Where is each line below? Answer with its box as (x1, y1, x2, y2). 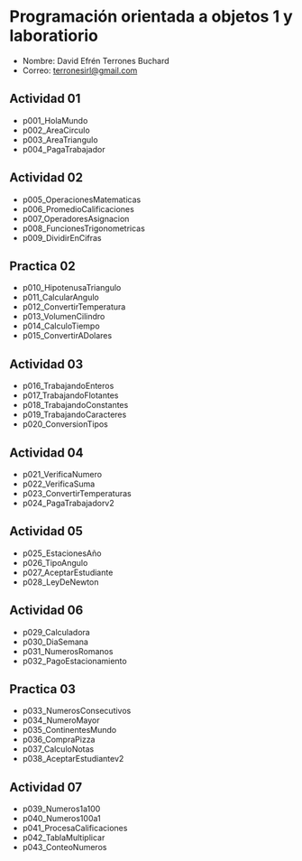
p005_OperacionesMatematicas (22, 194, 142, 205)
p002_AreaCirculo (22, 125, 90, 135)
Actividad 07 (9, 779, 83, 795)
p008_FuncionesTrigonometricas (22, 223, 146, 234)
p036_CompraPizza (22, 734, 96, 745)
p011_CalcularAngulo (22, 292, 99, 303)
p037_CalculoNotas (22, 744, 95, 755)
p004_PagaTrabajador (22, 143, 105, 154)
